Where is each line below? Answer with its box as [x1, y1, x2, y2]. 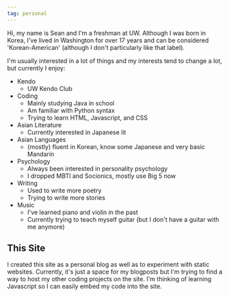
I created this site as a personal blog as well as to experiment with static [7, 261, 210, 269]
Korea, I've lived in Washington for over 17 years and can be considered [7, 36, 209, 44]
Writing [16, 179, 38, 187]
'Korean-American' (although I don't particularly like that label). [7, 43, 185, 51]
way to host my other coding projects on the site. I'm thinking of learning [7, 275, 212, 283]
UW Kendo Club [27, 84, 73, 92]
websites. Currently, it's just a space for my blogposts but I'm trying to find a [7, 268, 223, 276]
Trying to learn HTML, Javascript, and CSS [27, 114, 148, 122]
